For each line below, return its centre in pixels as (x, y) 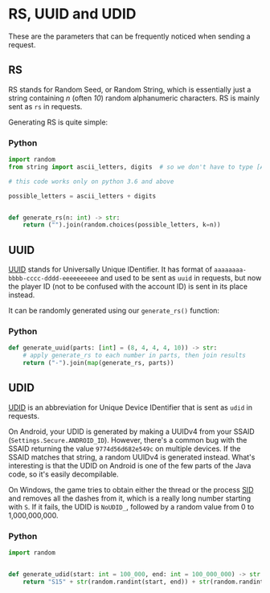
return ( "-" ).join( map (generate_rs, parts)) (98, 363)
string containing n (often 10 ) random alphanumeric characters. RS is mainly (134, 98)
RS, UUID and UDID (72, 14)
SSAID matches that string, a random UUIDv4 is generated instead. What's (132, 457)
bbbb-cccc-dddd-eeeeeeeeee (53, 279)
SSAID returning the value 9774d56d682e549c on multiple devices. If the (125, 448)
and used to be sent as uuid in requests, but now (181, 278)
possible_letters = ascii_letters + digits (82, 196)
